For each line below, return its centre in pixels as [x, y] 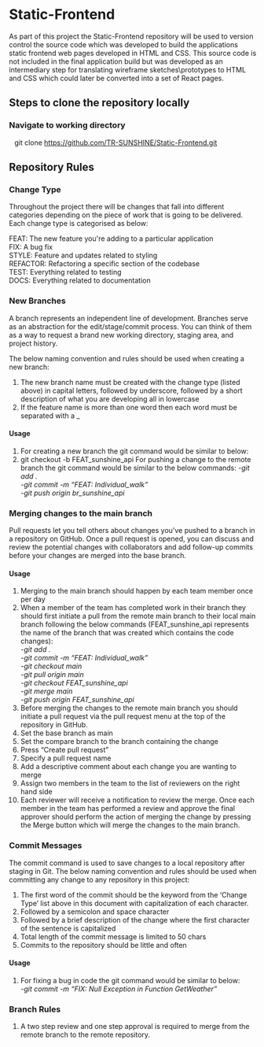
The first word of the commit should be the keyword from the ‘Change [134, 894]
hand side [37, 792]
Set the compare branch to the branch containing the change [119, 742]
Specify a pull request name [66, 758]
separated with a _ [50, 416]
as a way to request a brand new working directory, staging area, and [121, 335]
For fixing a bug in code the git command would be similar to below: [130, 980]
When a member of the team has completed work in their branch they [133, 608]
